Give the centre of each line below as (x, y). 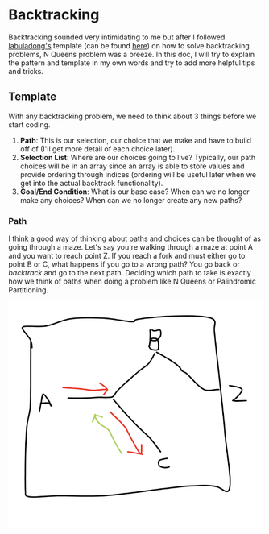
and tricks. (26, 71)
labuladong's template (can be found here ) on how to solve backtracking (129, 45)
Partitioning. (29, 290)
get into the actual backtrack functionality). (91, 183)
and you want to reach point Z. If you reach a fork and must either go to (127, 256)
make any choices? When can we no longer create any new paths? (131, 200)
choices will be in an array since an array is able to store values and (132, 166)
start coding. (29, 124)
